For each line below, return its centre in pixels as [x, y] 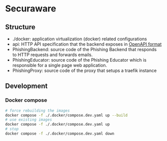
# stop [12, 129]
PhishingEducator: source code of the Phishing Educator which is [79, 60]
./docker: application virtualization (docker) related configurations [80, 39]
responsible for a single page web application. [60, 65]
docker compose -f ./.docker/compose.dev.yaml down [60, 134]
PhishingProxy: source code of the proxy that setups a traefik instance [84, 70]
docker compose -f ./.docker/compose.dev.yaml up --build [66, 115]
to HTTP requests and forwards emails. [52, 55]
